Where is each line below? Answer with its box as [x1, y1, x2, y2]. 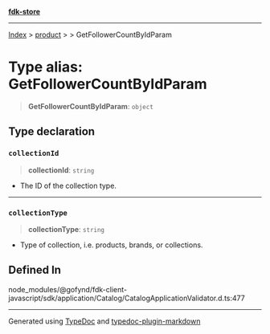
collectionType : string [27, 224, 105, 234]
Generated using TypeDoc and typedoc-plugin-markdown [8, 316, 201, 326]
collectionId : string [27, 165, 95, 175]
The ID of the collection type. [19, 181, 117, 190]
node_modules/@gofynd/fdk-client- [8, 284, 127, 294]
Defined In [8, 263, 62, 277]
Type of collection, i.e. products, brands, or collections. [19, 240, 203, 250]
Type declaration [8, 124, 95, 139]
